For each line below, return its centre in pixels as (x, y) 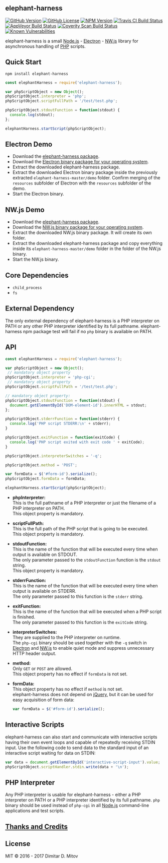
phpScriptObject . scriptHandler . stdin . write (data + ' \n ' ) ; (67, 767)
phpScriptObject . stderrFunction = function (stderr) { (63, 419)
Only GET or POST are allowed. (42, 669)
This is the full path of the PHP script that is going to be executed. (80, 529)
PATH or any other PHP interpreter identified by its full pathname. (72, 326)
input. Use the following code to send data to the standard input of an (77, 748)
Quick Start (23, 62)
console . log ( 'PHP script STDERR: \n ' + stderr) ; (60, 424)
